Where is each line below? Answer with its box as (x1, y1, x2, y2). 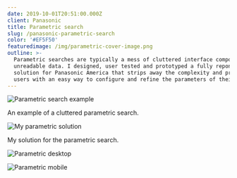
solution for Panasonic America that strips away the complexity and (13, 69, 222, 76)
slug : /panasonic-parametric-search (7, 30, 115, 37)
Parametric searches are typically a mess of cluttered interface (13, 56, 213, 63)
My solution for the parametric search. (7, 136, 119, 144)
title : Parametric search (7, 23, 83, 30)
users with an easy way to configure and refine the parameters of (13, 75, 217, 83)
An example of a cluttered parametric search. (7, 108, 139, 117)
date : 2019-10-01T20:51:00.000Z (7, 10, 102, 18)
